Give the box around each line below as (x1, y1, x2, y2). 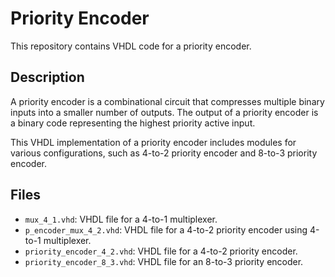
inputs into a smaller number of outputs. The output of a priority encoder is (10, 106, 319, 118)
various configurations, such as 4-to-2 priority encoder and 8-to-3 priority (10, 147, 318, 159)
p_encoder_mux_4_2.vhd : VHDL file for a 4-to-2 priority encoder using (24, 223, 308, 236)
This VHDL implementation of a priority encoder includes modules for (10, 136, 297, 148)
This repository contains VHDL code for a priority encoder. (10, 40, 252, 52)
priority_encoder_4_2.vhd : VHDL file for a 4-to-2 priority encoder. (24, 245, 298, 257)
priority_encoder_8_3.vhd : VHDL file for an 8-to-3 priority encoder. (24, 255, 304, 267)
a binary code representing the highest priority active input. (10, 117, 256, 129)
